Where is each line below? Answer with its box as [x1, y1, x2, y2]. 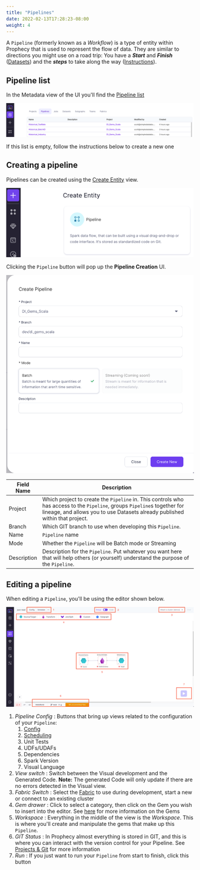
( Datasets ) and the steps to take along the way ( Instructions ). [6, 58, 157, 66]
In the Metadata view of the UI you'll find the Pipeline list [6, 91, 145, 98]
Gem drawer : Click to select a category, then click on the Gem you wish [14, 802, 192, 809]
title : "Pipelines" [6, 10, 55, 15]
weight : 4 [6, 22, 31, 28]
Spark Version [23, 757, 59, 765]
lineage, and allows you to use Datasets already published [42, 508, 185, 515]
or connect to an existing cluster [14, 795, 94, 802]
